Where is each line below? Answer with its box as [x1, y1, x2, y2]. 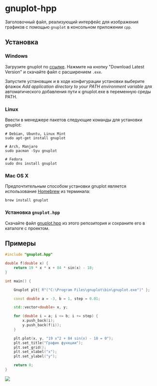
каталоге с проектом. [5, 225, 50, 231]
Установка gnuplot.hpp [5, 209, 60, 216]
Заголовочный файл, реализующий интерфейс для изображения [5, 19, 139, 25]
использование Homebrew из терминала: [5, 189, 90, 194]
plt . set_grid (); [14, 345, 47, 350]
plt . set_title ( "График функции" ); [14, 340, 83, 345]
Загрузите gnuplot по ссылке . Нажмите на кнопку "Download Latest [5, 64, 144, 69]
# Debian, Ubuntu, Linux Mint [5, 131, 66, 136]
